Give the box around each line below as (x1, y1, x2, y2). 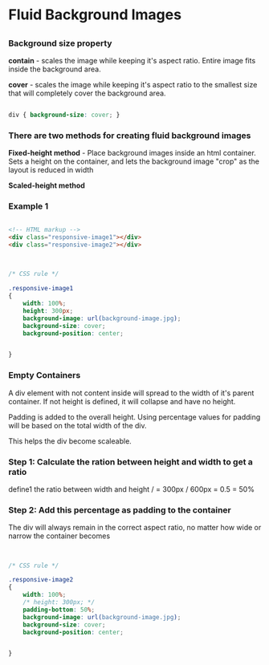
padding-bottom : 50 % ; (22, 606, 95, 614)
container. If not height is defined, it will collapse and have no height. (8, 396, 236, 406)
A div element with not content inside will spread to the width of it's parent (8, 387, 255, 398)
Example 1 (8, 201, 49, 212)
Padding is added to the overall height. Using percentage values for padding (8, 412, 261, 422)
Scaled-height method (8, 180, 86, 190)
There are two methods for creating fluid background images (8, 130, 251, 141)
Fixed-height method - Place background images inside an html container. (8, 148, 257, 158)
